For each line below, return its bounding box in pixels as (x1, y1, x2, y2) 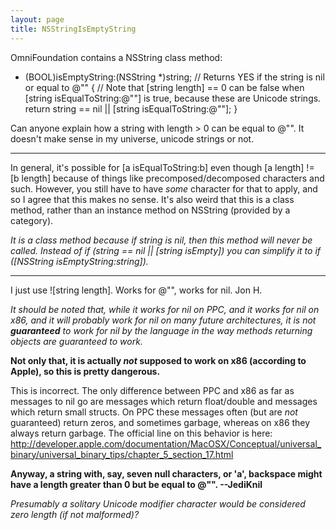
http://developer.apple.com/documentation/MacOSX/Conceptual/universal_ (10, 437, 322, 450)
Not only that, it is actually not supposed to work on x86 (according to (10, 354, 307, 366)
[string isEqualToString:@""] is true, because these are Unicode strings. (24, 92, 322, 104)
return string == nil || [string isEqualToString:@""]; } (24, 102, 238, 115)
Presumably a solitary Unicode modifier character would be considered (10, 497, 306, 510)
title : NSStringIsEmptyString (10, 24, 137, 34)
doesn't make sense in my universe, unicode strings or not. (10, 132, 255, 145)
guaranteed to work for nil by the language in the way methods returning (10, 324, 313, 336)
